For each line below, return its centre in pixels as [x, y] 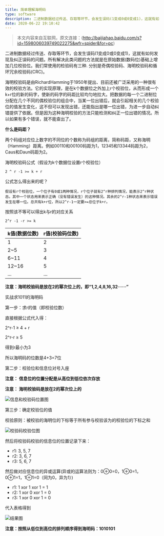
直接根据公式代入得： [26, 318]
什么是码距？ [18, 129]
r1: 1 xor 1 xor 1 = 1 [30, 487]
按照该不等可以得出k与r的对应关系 [39, 212]
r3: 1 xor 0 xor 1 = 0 [31, 498]
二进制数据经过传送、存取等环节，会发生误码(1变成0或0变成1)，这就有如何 [80, 53]
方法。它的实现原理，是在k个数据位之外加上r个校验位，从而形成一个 [90, 88]
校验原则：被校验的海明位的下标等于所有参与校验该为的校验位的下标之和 [78, 420]
